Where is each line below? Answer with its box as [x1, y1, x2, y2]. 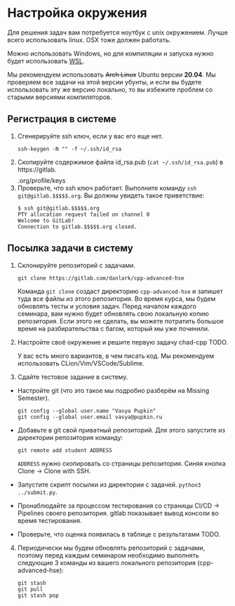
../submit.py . [17, 487, 58, 496]
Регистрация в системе [7, 113, 117, 125]
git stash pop [17, 592, 59, 599]
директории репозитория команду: [17, 433, 123, 441]
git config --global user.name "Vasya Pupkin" [17, 407, 156, 414]
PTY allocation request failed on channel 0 [17, 211, 150, 218]
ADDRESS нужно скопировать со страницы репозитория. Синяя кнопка [17, 459, 226, 468]
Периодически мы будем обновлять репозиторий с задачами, [17, 543, 206, 552]
